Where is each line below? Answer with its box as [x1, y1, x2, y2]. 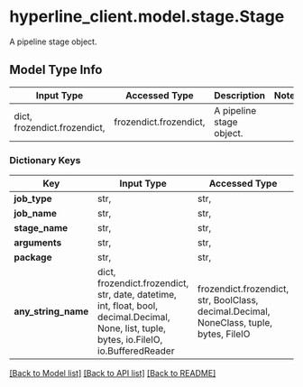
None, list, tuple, [97, 322, 167, 335]
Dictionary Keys [9, 153, 81, 166]
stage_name [14, 222, 69, 235]
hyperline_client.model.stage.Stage [9, 6, 285, 27]
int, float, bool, [97, 299, 158, 312]
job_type [14, 192, 52, 205]
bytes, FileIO [197, 327, 251, 340]
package [14, 251, 52, 263]
